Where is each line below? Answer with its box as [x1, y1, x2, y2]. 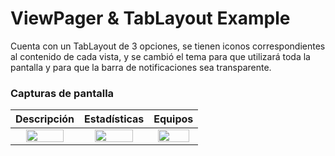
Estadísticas [84, 112, 145, 126]
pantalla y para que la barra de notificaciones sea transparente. [10, 61, 272, 73]
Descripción [15, 112, 75, 126]
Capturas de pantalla [10, 86, 115, 100]
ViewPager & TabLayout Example [10, 7, 291, 30]
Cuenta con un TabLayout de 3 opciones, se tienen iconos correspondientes [10, 40, 326, 52]
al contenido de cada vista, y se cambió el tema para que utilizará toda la [10, 50, 311, 62]
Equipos [153, 112, 194, 126]
